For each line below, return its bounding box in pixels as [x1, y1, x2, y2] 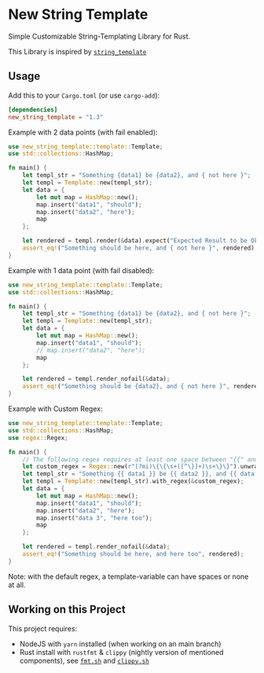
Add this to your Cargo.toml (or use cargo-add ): [8, 91, 160, 100]
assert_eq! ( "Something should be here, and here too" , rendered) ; [22, 550, 244, 558]
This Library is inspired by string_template [8, 46, 147, 56]
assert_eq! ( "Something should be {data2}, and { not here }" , [22, 383, 230, 390]
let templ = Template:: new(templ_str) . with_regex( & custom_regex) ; [22, 478, 244, 486]
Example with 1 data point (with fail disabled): [8, 265, 155, 275]
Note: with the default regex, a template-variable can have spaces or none [8, 571, 249, 581]
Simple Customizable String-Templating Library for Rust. [8, 31, 191, 41]
